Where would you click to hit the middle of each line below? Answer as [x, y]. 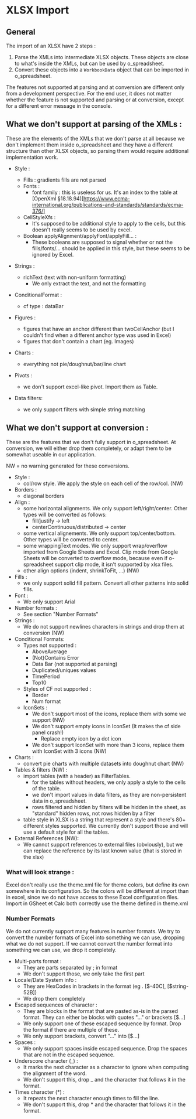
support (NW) [48, 720]
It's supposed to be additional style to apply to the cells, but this [109, 223]
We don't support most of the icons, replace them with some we [109, 714]
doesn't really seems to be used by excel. [82, 230]
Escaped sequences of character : [56, 1005]
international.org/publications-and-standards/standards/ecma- [108, 204]
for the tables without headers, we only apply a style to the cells [109, 782]
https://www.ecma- [107, 198]
